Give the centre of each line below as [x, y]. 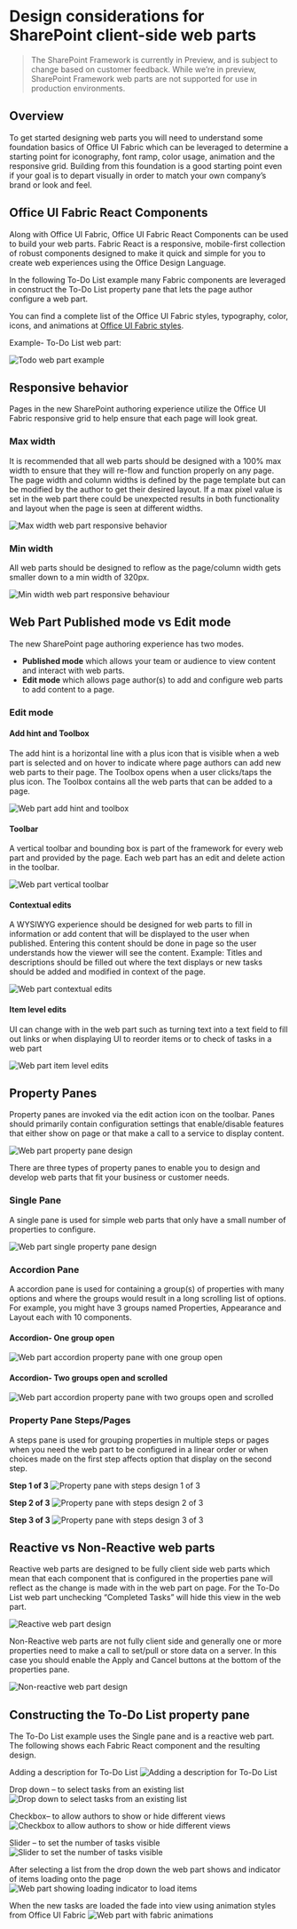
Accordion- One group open [62, 1337]
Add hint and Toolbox [50, 733]
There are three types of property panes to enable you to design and [135, 1168]
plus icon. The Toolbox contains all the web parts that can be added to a [141, 781]
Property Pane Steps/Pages [70, 1421]
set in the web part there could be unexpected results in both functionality [145, 499]
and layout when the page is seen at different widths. [106, 508]
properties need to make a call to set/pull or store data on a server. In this [143, 1651]
